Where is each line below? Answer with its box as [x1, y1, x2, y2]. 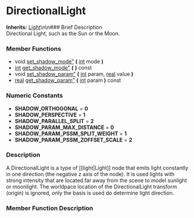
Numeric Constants [6, 91, 63, 100]
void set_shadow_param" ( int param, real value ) [14, 71, 133, 78]
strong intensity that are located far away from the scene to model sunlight [6, 177, 187, 184]
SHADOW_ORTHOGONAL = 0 [14, 105, 88, 112]
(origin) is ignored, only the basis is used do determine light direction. [6, 189, 175, 196]
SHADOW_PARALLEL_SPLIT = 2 [14, 117, 94, 124]
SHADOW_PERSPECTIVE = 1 [14, 111, 86, 118]
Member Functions [6, 44, 62, 52]
